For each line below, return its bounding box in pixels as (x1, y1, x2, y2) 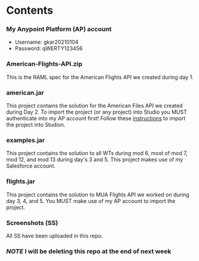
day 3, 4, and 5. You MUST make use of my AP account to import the (6, 197, 176, 204)
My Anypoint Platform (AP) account (6, 25, 112, 34)
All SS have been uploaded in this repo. (6, 232, 103, 239)
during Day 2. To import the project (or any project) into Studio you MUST (6, 108, 187, 116)
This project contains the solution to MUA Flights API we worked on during (6, 191, 189, 198)
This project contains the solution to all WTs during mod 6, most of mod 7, (6, 150, 188, 157)
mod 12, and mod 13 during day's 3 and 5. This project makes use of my (6, 156, 183, 163)
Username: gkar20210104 (14, 38, 79, 45)
